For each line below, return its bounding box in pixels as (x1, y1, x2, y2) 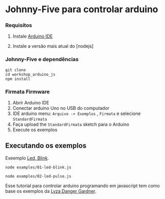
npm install (5, 76, 30, 81)
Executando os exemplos (5, 141, 87, 150)
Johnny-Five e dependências (5, 56, 79, 63)
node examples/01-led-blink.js (5, 164, 72, 170)
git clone (5, 67, 26, 72)
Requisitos (5, 22, 32, 29)
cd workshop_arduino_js (5, 72, 56, 77)
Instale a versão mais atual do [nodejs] (12, 43, 94, 49)
